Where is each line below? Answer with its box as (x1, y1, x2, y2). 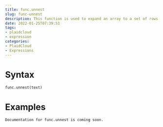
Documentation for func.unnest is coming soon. (5, 118, 104, 123)
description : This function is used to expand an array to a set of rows (5, 16, 159, 21)
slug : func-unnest (5, 12, 42, 17)
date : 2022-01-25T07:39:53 (5, 21, 60, 26)
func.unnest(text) (5, 85, 42, 90)
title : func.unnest (5, 7, 45, 12)
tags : (5, 25, 16, 30)
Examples (5, 101, 46, 112)
